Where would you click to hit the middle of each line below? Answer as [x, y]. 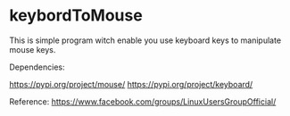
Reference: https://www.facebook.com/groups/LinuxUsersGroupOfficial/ [143, 101]
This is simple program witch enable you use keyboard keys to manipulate [145, 40]
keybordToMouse [76, 16]
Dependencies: [37, 67]
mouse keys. [33, 49]
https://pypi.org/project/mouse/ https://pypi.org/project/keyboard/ [131, 84]
